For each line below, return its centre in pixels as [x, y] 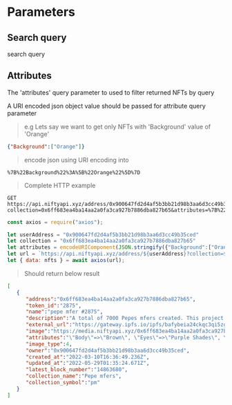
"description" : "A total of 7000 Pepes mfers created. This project [125, 319]
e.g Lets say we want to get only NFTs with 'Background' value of [117, 126]
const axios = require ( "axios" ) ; [55, 222]
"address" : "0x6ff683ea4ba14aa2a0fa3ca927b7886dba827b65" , [110, 299]
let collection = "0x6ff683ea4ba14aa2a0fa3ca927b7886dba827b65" [101, 241]
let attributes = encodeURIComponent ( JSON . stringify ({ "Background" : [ [109, 247]
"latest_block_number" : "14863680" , [77, 370]
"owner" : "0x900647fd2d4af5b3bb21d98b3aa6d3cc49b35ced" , [107, 350]
